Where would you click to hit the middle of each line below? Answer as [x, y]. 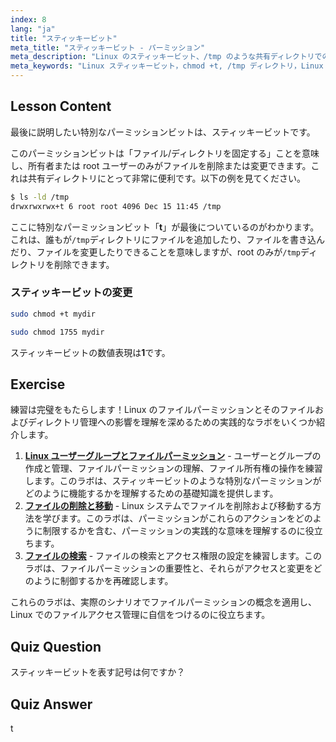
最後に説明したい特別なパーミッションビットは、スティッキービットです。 [163, 132]
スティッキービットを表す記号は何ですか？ [98, 672]
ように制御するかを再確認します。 [103, 581]
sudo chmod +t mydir [53, 314]
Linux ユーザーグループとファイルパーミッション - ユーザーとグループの [173, 456]
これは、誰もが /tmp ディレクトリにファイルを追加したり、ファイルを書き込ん [168, 239]
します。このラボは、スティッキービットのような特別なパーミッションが [173, 481]
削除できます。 [84, 264]
